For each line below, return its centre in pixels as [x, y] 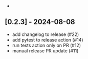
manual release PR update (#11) [45, 51]
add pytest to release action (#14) [48, 40]
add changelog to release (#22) [46, 34]
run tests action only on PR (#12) [47, 45]
